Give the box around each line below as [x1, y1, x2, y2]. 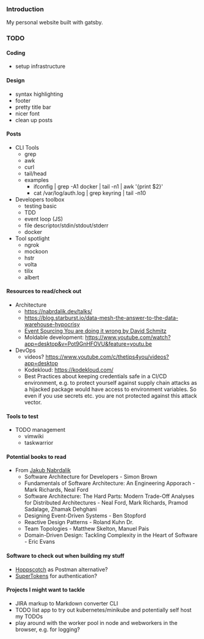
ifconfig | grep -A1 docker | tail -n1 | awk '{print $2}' [33, 183, 163, 190]
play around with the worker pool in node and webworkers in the [15, 619, 178, 626]
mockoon [24, 247, 48, 255]
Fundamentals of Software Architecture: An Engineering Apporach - [24, 480, 195, 487]
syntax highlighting [15, 90, 64, 98]
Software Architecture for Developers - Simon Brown [24, 473, 158, 481]
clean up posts [15, 116, 53, 123]
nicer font [15, 109, 40, 117]
